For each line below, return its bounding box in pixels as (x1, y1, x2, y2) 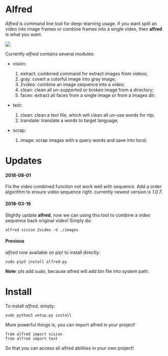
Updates (5, 155, 42, 167)
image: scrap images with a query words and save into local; (20, 137, 148, 143)
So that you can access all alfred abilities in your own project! (5, 345, 134, 351)
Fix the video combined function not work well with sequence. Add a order (5, 184, 162, 190)
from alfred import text (5, 336, 58, 341)
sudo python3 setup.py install (5, 313, 72, 318)
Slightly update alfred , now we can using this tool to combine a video (5, 212, 151, 218)
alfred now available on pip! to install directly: (5, 249, 100, 256)
